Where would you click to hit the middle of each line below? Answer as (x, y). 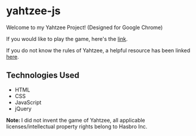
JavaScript (28, 102)
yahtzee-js (33, 11)
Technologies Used (43, 75)
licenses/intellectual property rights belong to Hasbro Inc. (77, 126)
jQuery (23, 109)
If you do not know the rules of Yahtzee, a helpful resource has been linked (98, 50)
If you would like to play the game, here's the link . (67, 39)
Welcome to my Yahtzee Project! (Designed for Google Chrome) (85, 27)
